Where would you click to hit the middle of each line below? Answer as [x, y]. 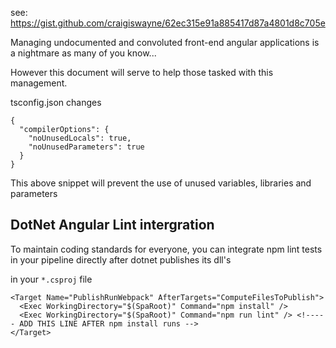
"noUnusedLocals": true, [80, 138]
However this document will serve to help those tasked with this [142, 72]
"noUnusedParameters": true [86, 147]
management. [39, 83]
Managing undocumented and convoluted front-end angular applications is [165, 42]
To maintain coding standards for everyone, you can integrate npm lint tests [166, 249]
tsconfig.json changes [56, 102]
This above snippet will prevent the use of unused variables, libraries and [161, 183]
